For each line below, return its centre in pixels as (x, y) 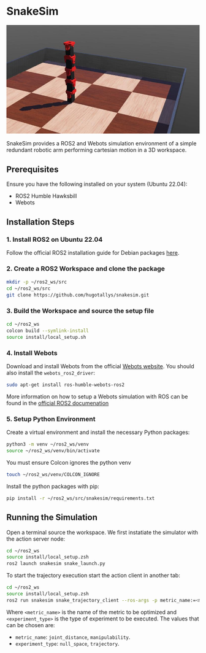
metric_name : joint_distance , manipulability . (73, 637)
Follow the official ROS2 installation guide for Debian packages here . (93, 252)
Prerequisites (32, 169)
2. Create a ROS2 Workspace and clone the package (86, 268)
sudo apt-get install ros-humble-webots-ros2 (65, 385)
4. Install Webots (32, 353)
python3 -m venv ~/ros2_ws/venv (48, 444)
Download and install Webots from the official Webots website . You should (100, 366)
